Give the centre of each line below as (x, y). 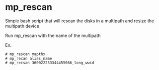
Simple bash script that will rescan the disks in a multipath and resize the (80, 21)
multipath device (22, 26)
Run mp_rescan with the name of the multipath (53, 35)
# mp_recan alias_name (29, 58)
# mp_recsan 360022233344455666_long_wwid (50, 63)
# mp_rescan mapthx (25, 54)
